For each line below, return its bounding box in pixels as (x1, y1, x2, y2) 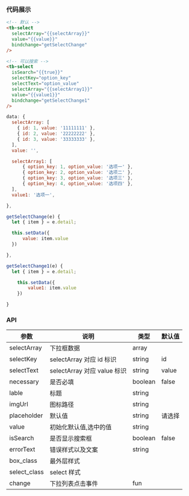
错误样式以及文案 (49, 445, 98, 454)
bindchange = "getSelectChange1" (11, 98, 90, 104)
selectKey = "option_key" (11, 75, 71, 81)
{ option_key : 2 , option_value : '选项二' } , (22, 170, 134, 176)
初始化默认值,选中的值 (49, 423, 112, 432)
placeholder (9, 411, 43, 420)
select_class (9, 468, 44, 476)
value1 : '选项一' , (11, 191, 55, 198)
